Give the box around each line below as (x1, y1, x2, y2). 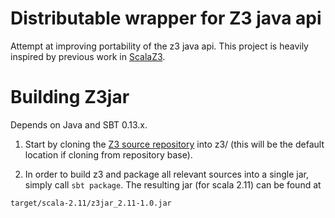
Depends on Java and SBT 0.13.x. (10, 118, 148, 131)
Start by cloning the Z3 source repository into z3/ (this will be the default (24, 138, 325, 150)
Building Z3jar (10, 86, 130, 109)
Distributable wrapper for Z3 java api (10, 7, 322, 30)
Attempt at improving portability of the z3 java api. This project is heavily (10, 40, 309, 52)
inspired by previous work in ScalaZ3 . (10, 50, 166, 62)
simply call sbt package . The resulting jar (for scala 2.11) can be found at (24, 178, 322, 191)
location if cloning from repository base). (24, 148, 193, 161)
